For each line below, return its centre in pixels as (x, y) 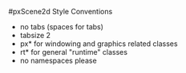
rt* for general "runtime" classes (74, 52)
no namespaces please (59, 60)
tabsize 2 (35, 35)
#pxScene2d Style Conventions (61, 12)
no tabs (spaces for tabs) (62, 27)
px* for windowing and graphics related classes (99, 44)
